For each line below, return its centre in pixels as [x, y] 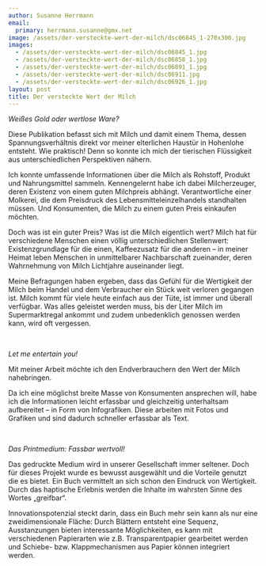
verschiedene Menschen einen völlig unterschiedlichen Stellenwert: [119, 241]
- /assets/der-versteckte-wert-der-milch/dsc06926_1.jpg [111, 82]
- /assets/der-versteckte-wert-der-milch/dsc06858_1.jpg [111, 60]
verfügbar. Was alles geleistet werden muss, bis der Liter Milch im [116, 306]
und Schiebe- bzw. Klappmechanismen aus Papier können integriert [119, 547]
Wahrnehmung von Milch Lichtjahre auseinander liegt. [96, 266]
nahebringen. [30, 378]
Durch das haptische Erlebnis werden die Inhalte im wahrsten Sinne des [125, 490]
